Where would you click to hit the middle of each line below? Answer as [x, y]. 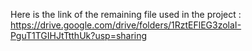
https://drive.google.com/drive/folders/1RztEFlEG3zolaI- [126, 25]
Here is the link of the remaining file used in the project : [126, 14]
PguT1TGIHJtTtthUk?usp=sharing [79, 35]
